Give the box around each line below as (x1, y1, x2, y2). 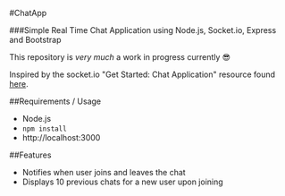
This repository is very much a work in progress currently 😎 (9, 52, 231, 62)
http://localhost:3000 (21, 132, 101, 142)
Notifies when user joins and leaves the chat (21, 167, 186, 177)
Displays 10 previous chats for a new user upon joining (21, 176, 223, 187)
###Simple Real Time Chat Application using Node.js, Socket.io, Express (9, 25, 277, 35)
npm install (21, 124, 67, 133)
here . (9, 79, 29, 89)
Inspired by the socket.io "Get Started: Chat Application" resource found (9, 69, 275, 80)
